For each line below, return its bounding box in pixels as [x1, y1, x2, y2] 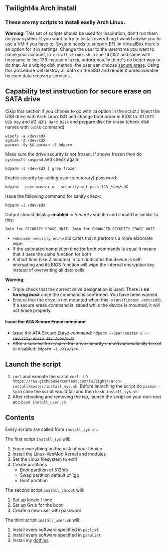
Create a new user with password [12, 508, 82, 514]
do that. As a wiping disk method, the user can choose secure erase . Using [5, 62, 160, 68]
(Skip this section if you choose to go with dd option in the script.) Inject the [5, 108, 160, 114]
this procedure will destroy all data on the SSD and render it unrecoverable [5, 67, 159, 73]
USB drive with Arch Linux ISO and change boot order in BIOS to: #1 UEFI [5, 113, 155, 119]
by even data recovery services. [5, 72, 71, 79]
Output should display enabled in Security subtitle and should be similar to [5, 211, 159, 217]
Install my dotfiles [12, 538, 49, 544]
